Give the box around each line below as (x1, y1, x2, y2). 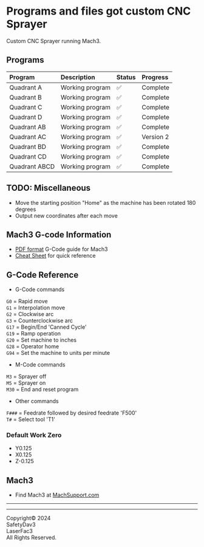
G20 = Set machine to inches (6, 336, 77, 344)
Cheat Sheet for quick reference (15, 252, 96, 260)
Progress (141, 73, 169, 81)
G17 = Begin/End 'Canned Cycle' (6, 323, 87, 331)
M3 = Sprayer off (6, 373, 47, 380)
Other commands (15, 397, 59, 405)
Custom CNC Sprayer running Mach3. (6, 37, 101, 44)
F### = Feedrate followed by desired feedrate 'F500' (6, 409, 137, 417)
